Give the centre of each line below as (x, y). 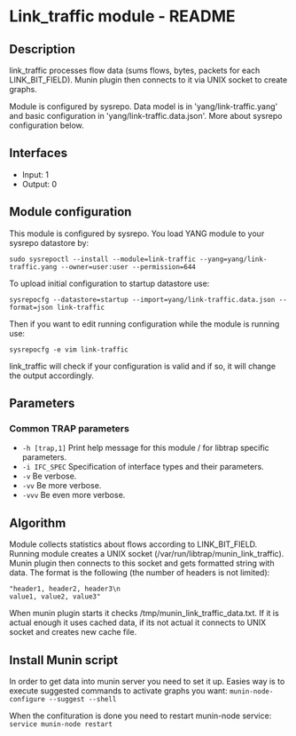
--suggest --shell (82, 699)
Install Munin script (63, 660)
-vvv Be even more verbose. (74, 495)
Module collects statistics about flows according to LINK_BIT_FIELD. (133, 544)
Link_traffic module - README (123, 16)
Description (42, 49)
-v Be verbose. (49, 476)
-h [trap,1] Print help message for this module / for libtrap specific (146, 448)
